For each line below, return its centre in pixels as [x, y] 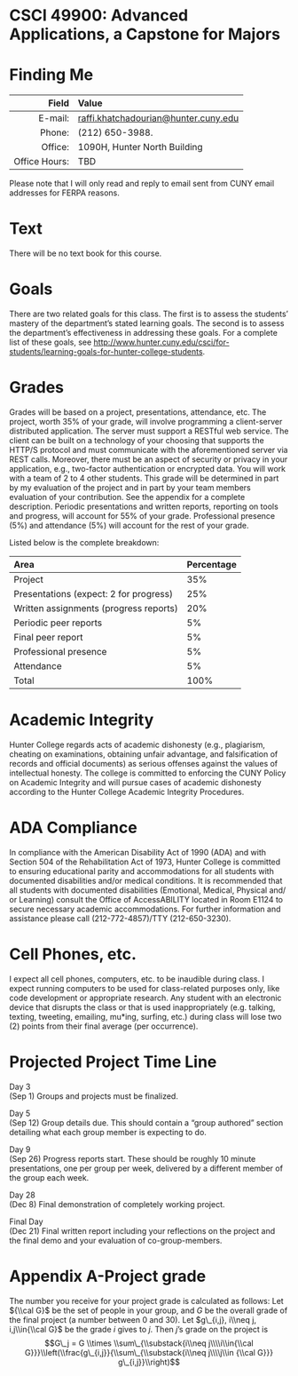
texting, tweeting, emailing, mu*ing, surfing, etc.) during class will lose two [145, 1016]
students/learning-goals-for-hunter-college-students [106, 351]
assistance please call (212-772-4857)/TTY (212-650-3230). [120, 918]
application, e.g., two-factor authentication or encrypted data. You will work [148, 468]
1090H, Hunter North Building [140, 147]
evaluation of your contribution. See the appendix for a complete [127, 497]
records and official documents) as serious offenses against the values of [144, 763]
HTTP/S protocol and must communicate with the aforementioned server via [149, 449]
